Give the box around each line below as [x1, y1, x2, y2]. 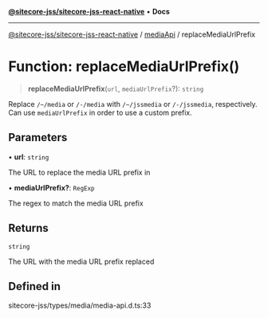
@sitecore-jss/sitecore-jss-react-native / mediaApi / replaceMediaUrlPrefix [8, 29, 256, 39]
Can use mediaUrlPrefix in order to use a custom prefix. [8, 108, 193, 117]
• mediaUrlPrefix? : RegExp [8, 183, 95, 192]
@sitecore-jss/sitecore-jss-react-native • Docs [8, 7, 170, 16]
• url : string [8, 151, 49, 162]
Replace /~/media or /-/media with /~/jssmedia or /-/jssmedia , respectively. [8, 99, 258, 108]
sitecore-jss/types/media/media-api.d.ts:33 [8, 300, 152, 310]
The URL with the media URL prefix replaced [8, 257, 155, 266]
